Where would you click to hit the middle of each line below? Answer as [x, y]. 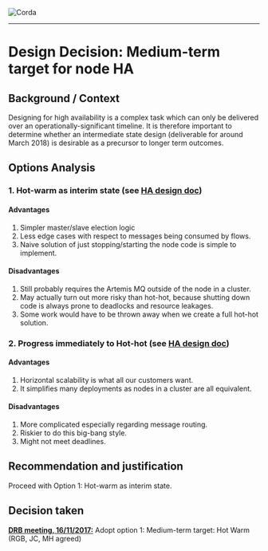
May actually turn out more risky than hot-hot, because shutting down [135, 297]
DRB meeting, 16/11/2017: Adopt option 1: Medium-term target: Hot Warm [129, 529]
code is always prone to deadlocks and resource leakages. [116, 305]
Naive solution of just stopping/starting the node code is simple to [128, 244]
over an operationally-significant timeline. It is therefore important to [120, 126]
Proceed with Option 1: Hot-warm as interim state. [90, 486]
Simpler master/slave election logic [77, 227]
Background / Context [64, 98]
